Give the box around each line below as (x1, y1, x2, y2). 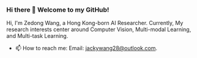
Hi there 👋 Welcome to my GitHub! (6, 5, 110, 14)
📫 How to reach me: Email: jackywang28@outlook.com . (15, 45, 158, 52)
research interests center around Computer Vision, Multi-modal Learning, (6, 26, 191, 33)
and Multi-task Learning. (6, 32, 69, 40)
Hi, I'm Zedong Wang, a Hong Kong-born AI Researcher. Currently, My (6, 20, 184, 27)
